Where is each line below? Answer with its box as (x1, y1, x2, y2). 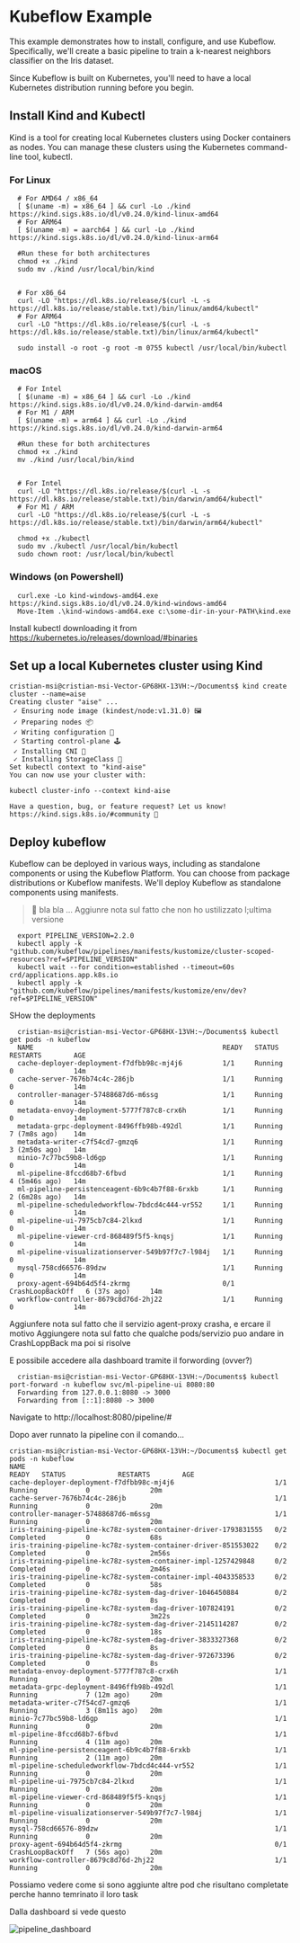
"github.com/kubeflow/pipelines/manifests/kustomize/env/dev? (9, 986, 247, 995)
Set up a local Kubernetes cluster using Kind (9, 658, 263, 673)
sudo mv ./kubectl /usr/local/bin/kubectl (17, 542, 179, 551)
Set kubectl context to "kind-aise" (9, 762, 146, 772)
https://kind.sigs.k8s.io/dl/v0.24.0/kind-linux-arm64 (9, 234, 219, 243)
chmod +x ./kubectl (17, 534, 91, 543)
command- (246, 141, 288, 152)
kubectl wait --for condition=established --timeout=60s (17, 963, 235, 972)
